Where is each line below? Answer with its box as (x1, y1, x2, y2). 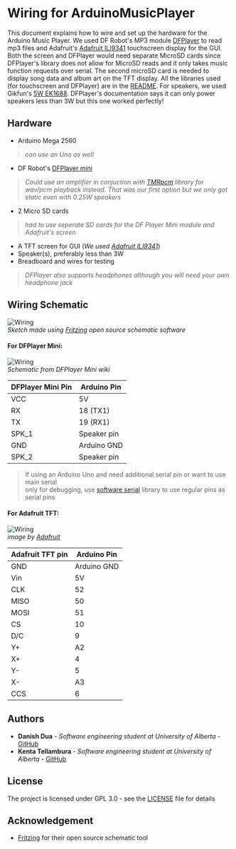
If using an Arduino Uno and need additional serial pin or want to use (24, 470, 226, 479)
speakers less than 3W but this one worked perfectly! (7, 96, 164, 105)
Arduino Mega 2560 (17, 136, 77, 145)
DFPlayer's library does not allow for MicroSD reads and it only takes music (7, 58, 228, 67)
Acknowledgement (7, 814, 94, 827)
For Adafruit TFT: (7, 509, 59, 518)
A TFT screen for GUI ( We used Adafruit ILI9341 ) (17, 241, 161, 250)
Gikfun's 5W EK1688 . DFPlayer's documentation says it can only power (7, 89, 215, 98)
